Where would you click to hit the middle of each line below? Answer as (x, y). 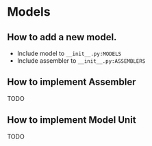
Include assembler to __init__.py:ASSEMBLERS (81, 61)
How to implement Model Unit (72, 120)
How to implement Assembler (72, 82)
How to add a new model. (62, 37)
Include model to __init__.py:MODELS (69, 53)
